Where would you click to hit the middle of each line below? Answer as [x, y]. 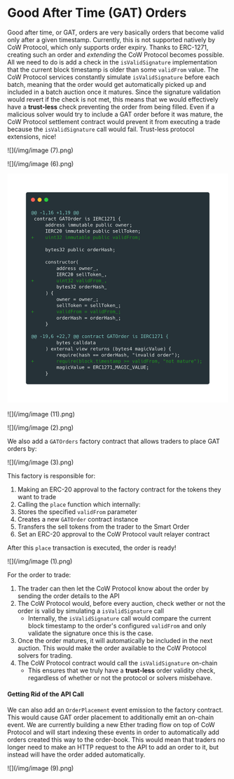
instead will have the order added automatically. [76, 754]
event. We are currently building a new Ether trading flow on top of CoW [111, 724]
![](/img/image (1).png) [40, 562]
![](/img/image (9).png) [41, 768]
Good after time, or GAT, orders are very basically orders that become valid [116, 32]
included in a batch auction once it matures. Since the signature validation [114, 92]
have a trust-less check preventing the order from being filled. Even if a [111, 107]
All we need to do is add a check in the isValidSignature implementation [112, 62]
